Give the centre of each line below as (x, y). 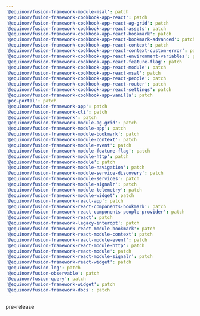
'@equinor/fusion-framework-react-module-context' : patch (79, 234)
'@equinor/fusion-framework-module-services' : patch (73, 179)
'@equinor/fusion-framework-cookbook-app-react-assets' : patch (86, 28)
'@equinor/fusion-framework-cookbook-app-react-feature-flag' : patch (94, 62)
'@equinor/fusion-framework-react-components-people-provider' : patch (95, 212)
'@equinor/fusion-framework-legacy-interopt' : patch (73, 223)
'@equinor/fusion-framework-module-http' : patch (67, 156)
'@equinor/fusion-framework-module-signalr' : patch (71, 184)
